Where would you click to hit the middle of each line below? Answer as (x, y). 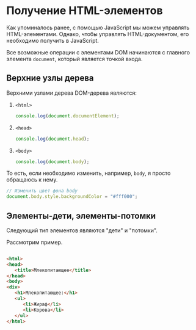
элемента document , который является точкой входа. (74, 59)
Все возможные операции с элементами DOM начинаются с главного (98, 52)
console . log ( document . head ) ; (52, 139)
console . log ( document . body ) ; (52, 162)
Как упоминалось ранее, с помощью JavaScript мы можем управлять (98, 28)
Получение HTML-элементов (85, 11)
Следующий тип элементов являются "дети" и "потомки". (82, 230)
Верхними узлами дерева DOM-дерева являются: (72, 93)
